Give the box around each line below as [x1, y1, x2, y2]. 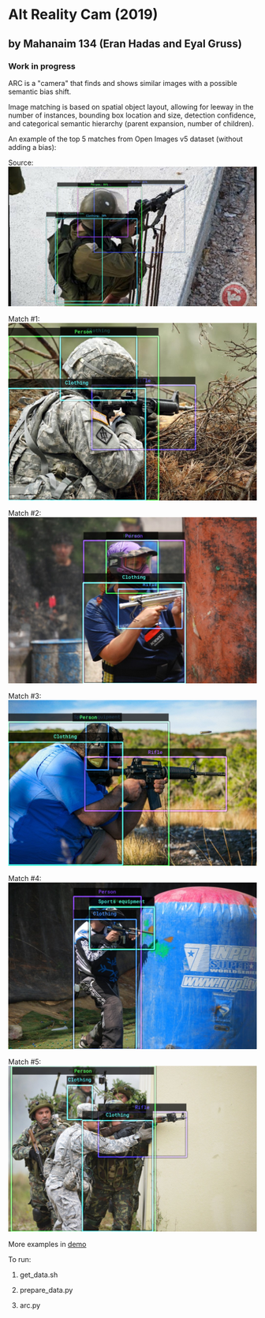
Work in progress [8, 61, 77, 72]
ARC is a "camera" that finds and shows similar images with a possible [8, 78, 238, 88]
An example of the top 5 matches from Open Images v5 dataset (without [8, 134, 243, 144]
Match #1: [8, 314, 40, 324]
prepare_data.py [19, 1285, 73, 1294]
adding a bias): [8, 142, 57, 151]
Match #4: [8, 874, 42, 883]
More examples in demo [8, 1239, 87, 1249]
